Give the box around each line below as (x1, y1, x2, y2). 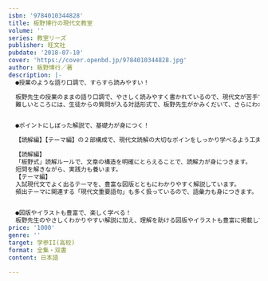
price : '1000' (8, 224, 56, 232)
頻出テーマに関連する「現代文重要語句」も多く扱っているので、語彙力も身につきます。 (15, 188, 258, 196)
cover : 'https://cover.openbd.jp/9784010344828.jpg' (8, 57, 187, 65)
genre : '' (8, 232, 41, 239)
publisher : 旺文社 (8, 42, 66, 49)
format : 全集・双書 (8, 246, 67, 254)
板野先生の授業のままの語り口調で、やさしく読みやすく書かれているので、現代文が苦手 (15, 93, 258, 101)
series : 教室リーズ (8, 34, 67, 42)
